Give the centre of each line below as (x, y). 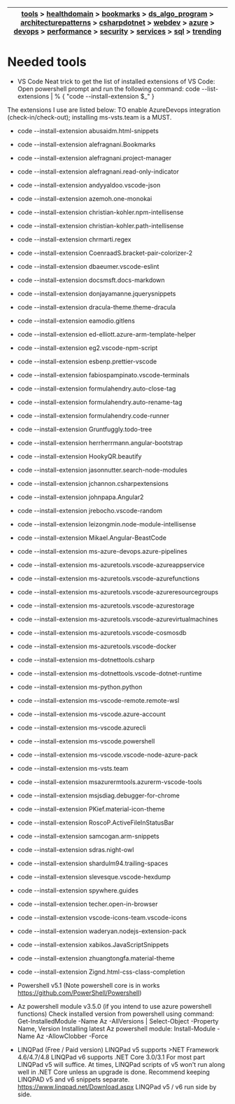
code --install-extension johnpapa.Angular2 (80, 497)
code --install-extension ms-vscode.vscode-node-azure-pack (107, 755)
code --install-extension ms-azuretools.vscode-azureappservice (111, 565)
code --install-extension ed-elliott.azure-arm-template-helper (106, 334)
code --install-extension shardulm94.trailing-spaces (93, 863)
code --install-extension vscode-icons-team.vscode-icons (102, 917)
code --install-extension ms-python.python (80, 687)
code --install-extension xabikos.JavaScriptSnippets (93, 944)
